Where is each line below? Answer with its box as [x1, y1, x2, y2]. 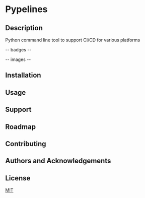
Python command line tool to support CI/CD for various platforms [5, 37, 140, 43]
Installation [5, 71, 41, 80]
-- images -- [5, 56, 31, 62]
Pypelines [5, 4, 48, 15]
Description [5, 24, 43, 32]
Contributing [5, 140, 46, 148]
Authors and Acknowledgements [5, 157, 111, 165]
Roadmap [5, 122, 36, 131]
